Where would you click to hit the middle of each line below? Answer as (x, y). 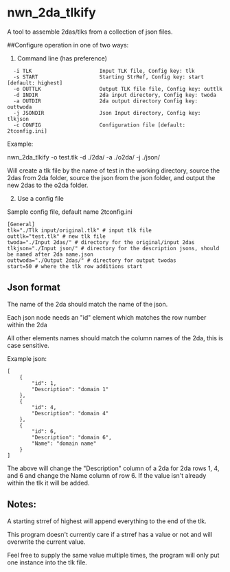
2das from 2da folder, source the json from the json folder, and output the (111, 177)
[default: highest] (35, 83)
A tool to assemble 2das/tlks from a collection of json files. (90, 32)
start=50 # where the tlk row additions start (75, 266)
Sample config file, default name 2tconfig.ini (70, 212)
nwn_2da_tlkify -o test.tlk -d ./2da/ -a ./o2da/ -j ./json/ (83, 157)
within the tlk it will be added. (48, 483)
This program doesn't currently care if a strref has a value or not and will (110, 534)
